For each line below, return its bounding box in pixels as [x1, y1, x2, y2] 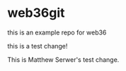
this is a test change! [7, 41, 68, 50]
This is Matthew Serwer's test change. [7, 55, 120, 64]
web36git [7, 5, 65, 21]
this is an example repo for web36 [7, 28, 107, 37]
